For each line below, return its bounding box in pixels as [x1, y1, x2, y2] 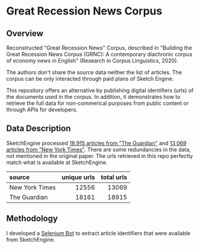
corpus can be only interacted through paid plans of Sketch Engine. [6, 75, 174, 82]
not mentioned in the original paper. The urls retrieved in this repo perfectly [6, 152, 193, 159]
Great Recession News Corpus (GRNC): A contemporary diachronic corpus [6, 51, 193, 58]
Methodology [6, 213, 58, 224]
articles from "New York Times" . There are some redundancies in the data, [6, 146, 192, 153]
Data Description [6, 124, 71, 134]
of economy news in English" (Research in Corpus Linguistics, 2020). [6, 57, 179, 64]
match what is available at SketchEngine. [6, 159, 108, 166]
